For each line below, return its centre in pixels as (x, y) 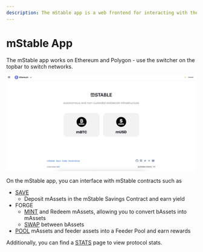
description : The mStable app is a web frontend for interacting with (97, 13)
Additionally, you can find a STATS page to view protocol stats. (84, 242)
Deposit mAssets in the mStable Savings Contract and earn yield (105, 198)
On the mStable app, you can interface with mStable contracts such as (94, 180)
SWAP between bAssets (54, 224)
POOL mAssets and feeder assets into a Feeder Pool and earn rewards (103, 231)
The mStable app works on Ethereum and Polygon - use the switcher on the (101, 60)
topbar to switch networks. (40, 66)
